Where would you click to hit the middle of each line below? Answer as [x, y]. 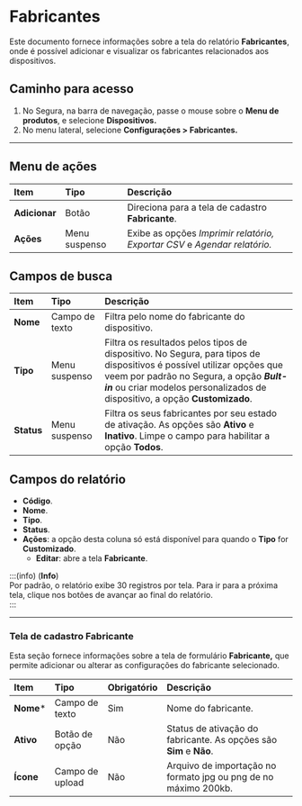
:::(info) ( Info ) [34, 576]
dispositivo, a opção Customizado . [179, 399]
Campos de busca [61, 276]
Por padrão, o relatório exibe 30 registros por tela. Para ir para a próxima [144, 585]
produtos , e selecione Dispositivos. [89, 120]
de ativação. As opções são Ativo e [179, 425]
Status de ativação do [212, 729]
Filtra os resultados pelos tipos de [176, 342]
